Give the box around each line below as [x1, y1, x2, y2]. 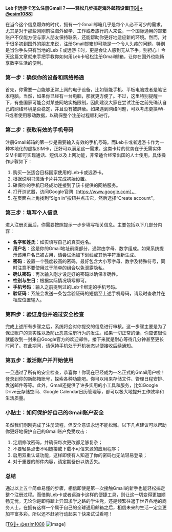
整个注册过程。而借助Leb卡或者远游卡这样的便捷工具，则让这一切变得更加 [5, 491, 161, 498]
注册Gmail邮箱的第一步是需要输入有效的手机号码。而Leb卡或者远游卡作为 [5, 139, 160, 145]
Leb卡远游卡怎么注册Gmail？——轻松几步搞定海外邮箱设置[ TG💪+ [5, 5, 143, 11]
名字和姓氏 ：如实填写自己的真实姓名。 [12, 239, 94, 245]
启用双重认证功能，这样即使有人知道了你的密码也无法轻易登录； [12, 452, 147, 458]
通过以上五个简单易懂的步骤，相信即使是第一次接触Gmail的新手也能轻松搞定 [5, 485, 165, 491]
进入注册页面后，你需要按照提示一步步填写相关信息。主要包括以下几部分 [5, 221, 158, 227]
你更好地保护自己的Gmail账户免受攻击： [5, 428, 90, 434]
